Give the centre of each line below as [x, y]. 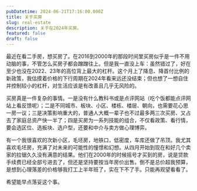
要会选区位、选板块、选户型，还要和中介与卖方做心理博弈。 [78, 128]
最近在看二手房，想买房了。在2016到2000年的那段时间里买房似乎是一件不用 [98, 56]
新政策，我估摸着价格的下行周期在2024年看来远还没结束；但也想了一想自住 [97, 78]
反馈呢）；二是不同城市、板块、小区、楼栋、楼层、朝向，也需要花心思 [105, 105]
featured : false [26, 33]
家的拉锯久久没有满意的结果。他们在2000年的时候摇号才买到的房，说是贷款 [97, 155]
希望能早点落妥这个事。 [34, 182]
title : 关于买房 [24, 17]
